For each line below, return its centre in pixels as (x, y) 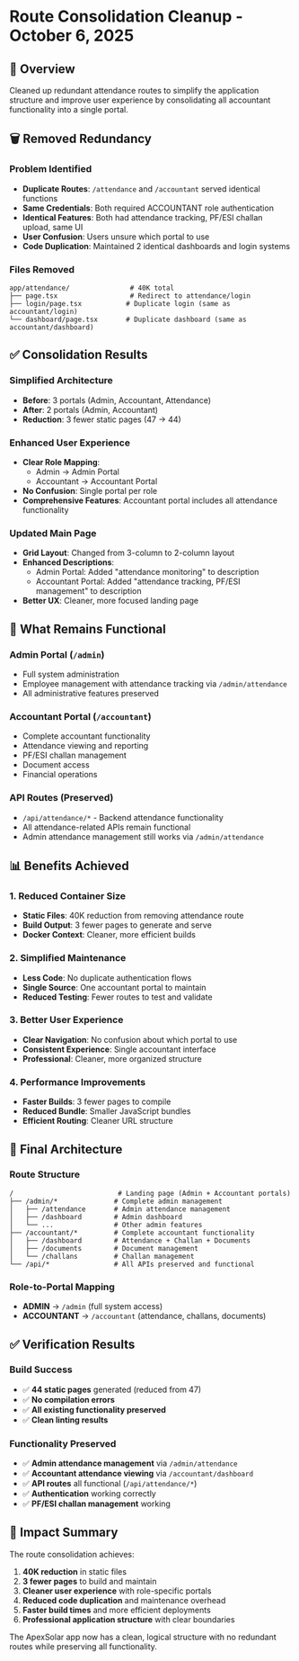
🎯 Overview (42, 69)
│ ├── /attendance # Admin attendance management (120, 1209)
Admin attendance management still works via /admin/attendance (143, 836)
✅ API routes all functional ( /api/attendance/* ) (110, 1484)
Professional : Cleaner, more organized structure (112, 1058)
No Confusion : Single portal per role (90, 490)
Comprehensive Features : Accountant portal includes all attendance (150, 500)
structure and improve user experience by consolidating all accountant (140, 100)
